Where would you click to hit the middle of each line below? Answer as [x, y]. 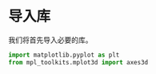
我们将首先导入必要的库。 [50, 40]
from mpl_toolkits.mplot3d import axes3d [78, 62]
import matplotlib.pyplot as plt [64, 55]
